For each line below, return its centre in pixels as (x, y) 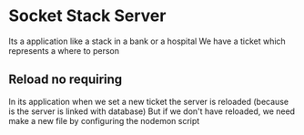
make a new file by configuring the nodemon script (104, 120)
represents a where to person (64, 50)
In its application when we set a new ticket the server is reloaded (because (148, 101)
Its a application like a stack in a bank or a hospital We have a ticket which (147, 41)
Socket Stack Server (87, 16)
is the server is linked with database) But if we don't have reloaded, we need (152, 111)
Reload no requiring (66, 80)
